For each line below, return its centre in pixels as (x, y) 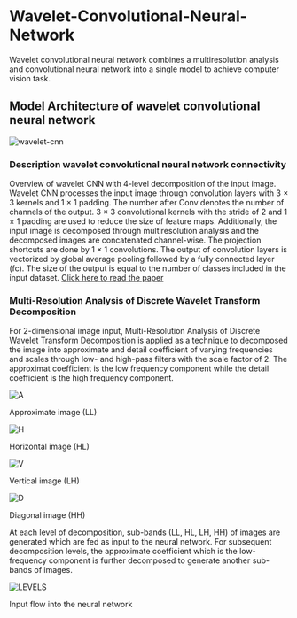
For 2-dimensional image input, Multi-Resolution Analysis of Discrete (135, 331)
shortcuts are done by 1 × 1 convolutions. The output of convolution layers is (148, 250)
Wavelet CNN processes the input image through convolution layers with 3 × (149, 193)
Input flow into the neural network (71, 605)
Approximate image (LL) (53, 413)
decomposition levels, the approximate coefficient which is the (123, 552)
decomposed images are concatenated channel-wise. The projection (135, 240)
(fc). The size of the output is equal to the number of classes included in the (148, 268)
